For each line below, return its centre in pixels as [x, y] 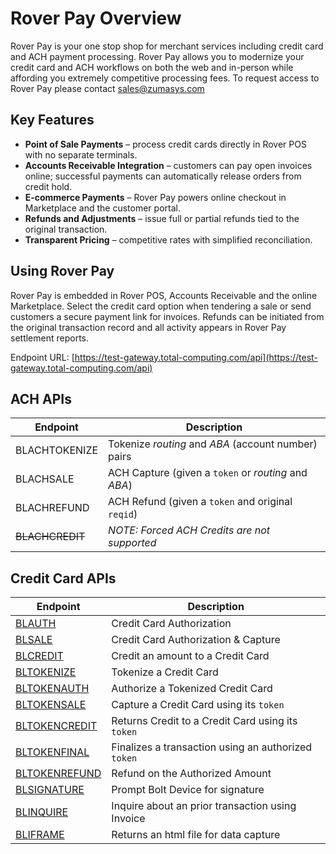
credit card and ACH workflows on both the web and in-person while [152, 67]
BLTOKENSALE [51, 705]
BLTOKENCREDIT [56, 726]
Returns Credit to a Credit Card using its [204, 721]
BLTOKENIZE [46, 672]
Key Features [52, 120]
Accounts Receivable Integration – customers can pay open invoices [168, 165]
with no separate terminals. [81, 154]
